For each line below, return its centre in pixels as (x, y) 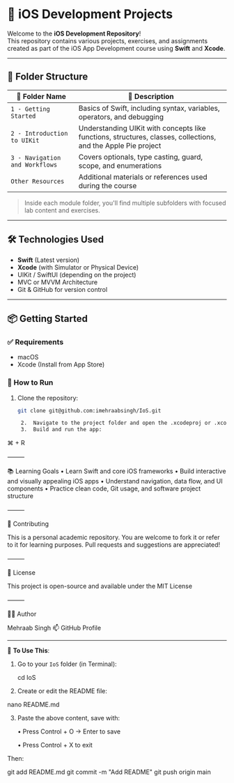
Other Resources (38, 181)
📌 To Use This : (29, 651)
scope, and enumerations (120, 165)
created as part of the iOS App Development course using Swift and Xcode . (116, 48)
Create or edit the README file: (62, 691)
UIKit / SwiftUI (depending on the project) (77, 274)
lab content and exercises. (62, 210)
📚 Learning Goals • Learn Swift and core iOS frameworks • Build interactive (117, 471)
